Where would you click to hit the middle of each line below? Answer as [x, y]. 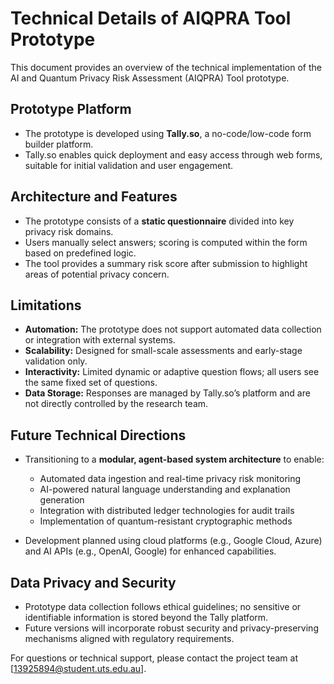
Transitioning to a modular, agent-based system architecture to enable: [174, 459]
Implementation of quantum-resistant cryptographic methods [166, 521]
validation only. [56, 361]
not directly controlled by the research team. [116, 404]
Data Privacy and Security [93, 582]
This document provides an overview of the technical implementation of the [166, 67]
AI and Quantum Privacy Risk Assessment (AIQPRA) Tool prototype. [150, 78]
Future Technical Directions [98, 435]
